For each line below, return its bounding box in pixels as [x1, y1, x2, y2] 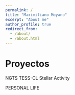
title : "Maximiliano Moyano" [5, 12, 67, 17]
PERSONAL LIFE [5, 85, 40, 91]
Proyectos [5, 58, 49, 69]
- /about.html [10, 36, 40, 41]
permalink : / [5, 7, 33, 13]
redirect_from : [5, 27, 38, 32]
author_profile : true [5, 21, 52, 27]
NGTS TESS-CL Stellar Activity [5, 75, 70, 81]
